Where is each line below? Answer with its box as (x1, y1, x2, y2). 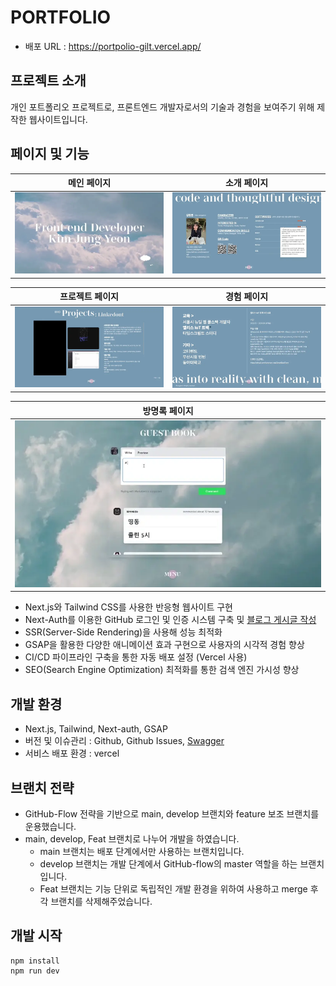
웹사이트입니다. (28, 113, 88, 125)
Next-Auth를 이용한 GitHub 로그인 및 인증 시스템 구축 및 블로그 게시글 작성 (24, 614, 317, 626)
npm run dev (10, 966, 60, 976)
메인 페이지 (67, 177, 112, 189)
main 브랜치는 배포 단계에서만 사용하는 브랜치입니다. (39, 845, 245, 857)
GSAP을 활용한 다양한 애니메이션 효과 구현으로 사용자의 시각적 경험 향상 (24, 639, 305, 651)
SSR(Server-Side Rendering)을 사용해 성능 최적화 (24, 626, 223, 638)
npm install (10, 956, 60, 966)
